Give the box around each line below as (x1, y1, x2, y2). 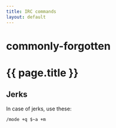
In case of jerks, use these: (6, 105, 72, 112)
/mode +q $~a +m (6, 116, 46, 122)
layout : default (6, 14, 46, 20)
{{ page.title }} (6, 66, 79, 79)
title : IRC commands (6, 8, 57, 15)
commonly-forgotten (6, 39, 111, 53)
